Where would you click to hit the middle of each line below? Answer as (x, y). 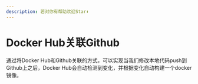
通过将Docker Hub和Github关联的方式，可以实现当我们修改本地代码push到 (97, 60)
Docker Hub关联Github (63, 43)
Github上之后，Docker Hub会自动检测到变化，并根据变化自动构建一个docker (99, 67)
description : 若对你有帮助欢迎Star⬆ (47, 12)
